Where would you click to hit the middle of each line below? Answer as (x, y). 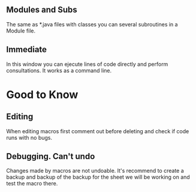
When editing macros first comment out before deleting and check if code (98, 131)
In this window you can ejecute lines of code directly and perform (87, 64)
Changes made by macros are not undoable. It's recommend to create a (95, 171)
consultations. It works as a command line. (59, 70)
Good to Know (42, 94)
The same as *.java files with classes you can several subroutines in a (92, 24)
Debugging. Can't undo (51, 156)
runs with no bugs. (29, 137)
